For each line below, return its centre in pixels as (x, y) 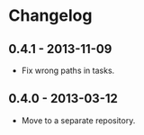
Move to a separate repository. (78, 120)
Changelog (50, 16)
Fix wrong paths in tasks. (68, 70)
